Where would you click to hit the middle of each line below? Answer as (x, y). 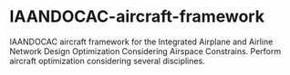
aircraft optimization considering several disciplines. (107, 61)
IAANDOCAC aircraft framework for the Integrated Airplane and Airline (141, 42)
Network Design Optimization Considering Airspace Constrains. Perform (145, 51)
